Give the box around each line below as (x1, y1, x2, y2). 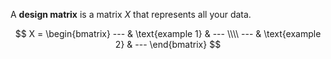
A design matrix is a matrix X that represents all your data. (10, 9, 252, 20)
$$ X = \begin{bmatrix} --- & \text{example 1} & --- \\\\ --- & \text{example (14, 28, 322, 39)
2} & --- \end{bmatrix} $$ (114, 39, 222, 50)
